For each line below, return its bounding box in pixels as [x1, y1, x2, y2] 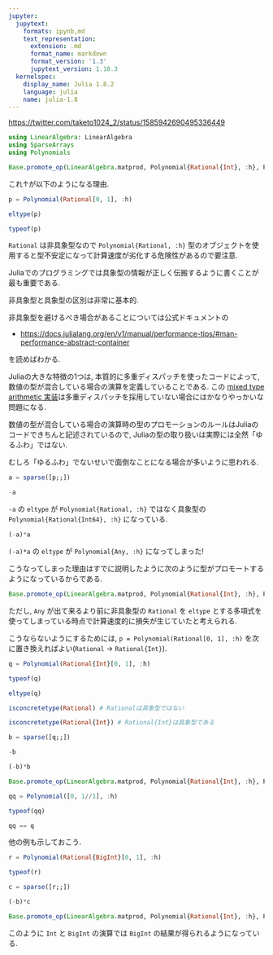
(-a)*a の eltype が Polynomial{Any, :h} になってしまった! [8, 547, 205, 556]
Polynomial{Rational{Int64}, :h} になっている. [8, 514, 168, 524]
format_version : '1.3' [29, 58, 107, 66]
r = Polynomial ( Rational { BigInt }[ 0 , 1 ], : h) [8, 853, 162, 862]
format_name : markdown [29, 50, 107, 58]
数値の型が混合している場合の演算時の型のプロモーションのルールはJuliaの [8, 420, 259, 429]
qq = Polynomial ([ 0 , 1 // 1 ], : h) [8, 792, 118, 800]
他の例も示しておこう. [8, 837, 82, 847]
